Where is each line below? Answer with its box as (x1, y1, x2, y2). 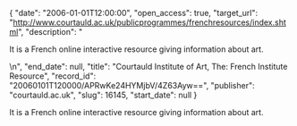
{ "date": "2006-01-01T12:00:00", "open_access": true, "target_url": (9, 8, 259, 18)
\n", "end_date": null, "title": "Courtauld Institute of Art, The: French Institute (9, 62, 288, 71)
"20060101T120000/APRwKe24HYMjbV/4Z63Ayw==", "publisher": (9, 80, 255, 90)
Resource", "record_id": (9, 71, 97, 81)
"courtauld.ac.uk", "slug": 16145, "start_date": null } (9, 89, 198, 100)
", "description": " (17, 27, 83, 37)
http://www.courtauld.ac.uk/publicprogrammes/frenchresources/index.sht (13, 17, 286, 28)
